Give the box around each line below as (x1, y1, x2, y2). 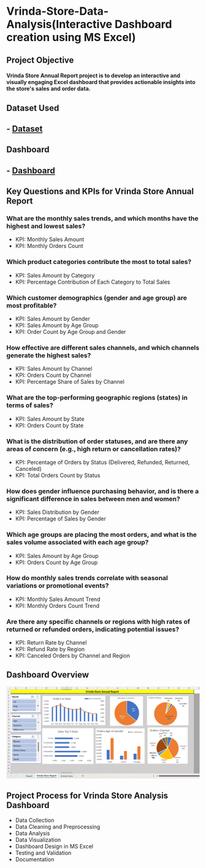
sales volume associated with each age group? (6, 538, 149, 547)
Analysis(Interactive (6, 17, 112, 31)
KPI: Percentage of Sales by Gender (15, 515, 106, 522)
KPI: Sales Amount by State (15, 415, 85, 422)
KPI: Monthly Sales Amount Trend (15, 595, 101, 603)
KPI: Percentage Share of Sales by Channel (15, 378, 124, 386)
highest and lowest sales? (6, 222, 86, 231)
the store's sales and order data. (6, 85, 91, 93)
